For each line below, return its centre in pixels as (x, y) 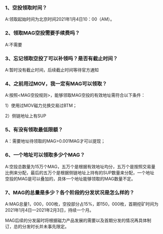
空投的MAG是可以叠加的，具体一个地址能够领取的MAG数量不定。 (70, 179)
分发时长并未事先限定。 (45, 227)
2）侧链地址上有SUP (26, 116)
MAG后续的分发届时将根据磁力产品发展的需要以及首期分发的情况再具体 (76, 220)
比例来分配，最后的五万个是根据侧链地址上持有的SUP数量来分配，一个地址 (80, 172)
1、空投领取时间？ (26, 7)
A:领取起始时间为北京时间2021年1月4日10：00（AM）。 (60, 19)
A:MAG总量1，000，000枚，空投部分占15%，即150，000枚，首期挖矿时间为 (82, 204)
